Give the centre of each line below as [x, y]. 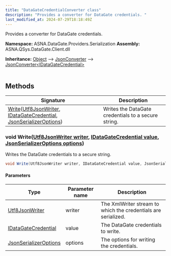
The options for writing [128, 239]
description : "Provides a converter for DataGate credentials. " [76, 15]
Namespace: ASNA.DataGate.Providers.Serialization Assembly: [73, 44]
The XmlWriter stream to [130, 203]
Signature [53, 100]
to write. [111, 231]
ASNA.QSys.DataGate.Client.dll [38, 49]
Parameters [18, 175]
